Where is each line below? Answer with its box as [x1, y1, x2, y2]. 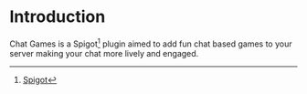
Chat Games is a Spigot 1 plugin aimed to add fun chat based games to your [9, 37, 292, 49]
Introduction [9, 6, 106, 27]
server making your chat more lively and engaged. [9, 47, 199, 58]
